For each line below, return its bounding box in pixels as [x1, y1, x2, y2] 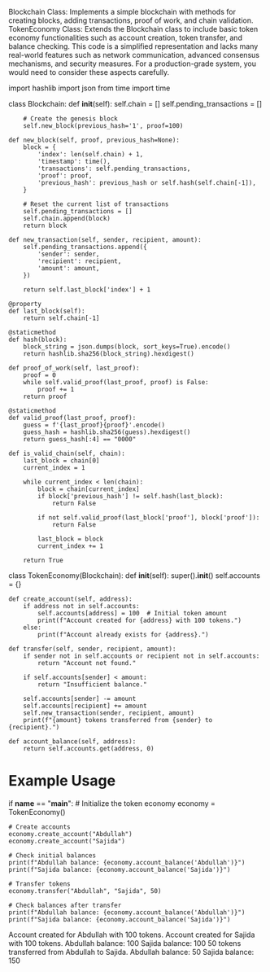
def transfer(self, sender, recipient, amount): [8, 645, 176, 653]
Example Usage [8, 772, 116, 790]
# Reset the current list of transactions [23, 200, 169, 208]
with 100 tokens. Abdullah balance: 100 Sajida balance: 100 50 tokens [8, 938, 242, 948]
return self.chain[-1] [23, 314, 100, 322]
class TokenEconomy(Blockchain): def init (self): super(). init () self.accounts [8, 571, 260, 580]
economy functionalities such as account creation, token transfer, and [8, 33, 242, 42]
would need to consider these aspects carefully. [8, 68, 170, 77]
